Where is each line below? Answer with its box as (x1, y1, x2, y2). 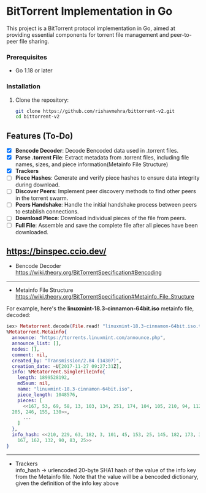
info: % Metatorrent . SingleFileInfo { (12, 369, 105, 375)
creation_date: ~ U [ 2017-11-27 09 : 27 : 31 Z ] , (12, 363, 122, 369)
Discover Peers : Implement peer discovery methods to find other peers (15, 188, 196, 195)
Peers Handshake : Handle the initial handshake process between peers (15, 201, 197, 208)
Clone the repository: (15, 96, 69, 104)
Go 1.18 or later (15, 67, 53, 74)
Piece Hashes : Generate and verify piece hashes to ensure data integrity (15, 174, 200, 182)
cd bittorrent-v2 (15, 113, 60, 120)
